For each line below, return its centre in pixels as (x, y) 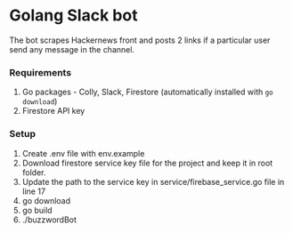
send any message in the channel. (72, 49)
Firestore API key (53, 111)
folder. (34, 172)
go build (37, 210)
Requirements (41, 72)
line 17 (34, 191)
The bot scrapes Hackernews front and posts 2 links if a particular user (140, 40)
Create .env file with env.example (83, 153)
